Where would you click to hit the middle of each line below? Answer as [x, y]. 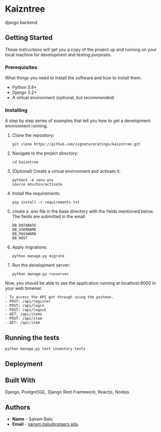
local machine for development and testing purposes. [58, 54]
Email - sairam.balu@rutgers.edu [45, 424]
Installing [16, 110]
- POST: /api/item [24, 319]
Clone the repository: [33, 135]
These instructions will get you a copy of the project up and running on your [81, 49]
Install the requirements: [36, 194]
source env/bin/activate [37, 184]
